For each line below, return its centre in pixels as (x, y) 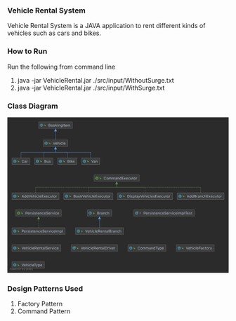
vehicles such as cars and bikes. (54, 33)
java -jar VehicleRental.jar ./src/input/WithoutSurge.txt (96, 80)
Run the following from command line (61, 67)
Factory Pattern (40, 304)
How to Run (27, 51)
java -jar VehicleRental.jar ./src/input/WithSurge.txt (91, 88)
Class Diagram (33, 106)
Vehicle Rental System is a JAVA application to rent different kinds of (106, 26)
